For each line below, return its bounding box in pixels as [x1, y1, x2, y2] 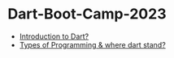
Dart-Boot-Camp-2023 [7, 5, 167, 23]
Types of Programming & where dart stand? [19, 39, 166, 49]
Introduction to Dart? [19, 31, 89, 41]
